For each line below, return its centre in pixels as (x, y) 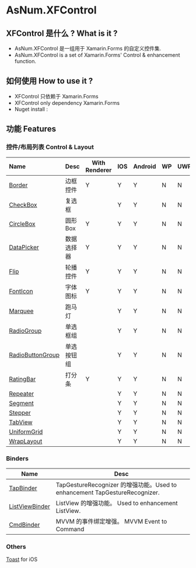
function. (25, 61)
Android (145, 166)
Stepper (20, 412)
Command (70, 529)
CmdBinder (24, 525)
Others (16, 546)
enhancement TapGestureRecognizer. (108, 492)
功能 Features (31, 129)
